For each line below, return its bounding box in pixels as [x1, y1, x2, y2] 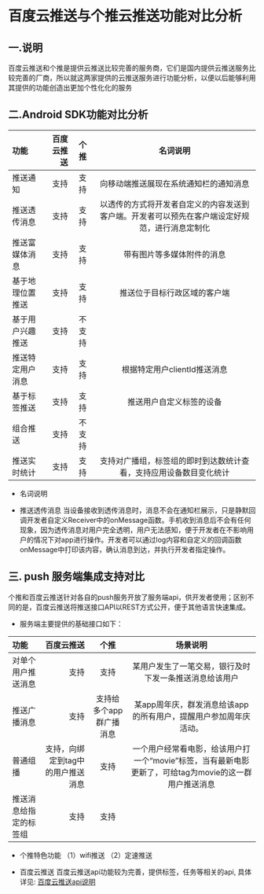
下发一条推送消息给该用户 [144, 672, 240, 683]
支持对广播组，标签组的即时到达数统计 [99, 455, 242, 466]
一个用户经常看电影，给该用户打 [132, 743, 251, 754]
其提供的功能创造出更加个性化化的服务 [8, 83, 132, 92]
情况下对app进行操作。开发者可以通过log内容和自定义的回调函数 [33, 535, 242, 544]
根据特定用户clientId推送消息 [121, 363, 228, 374]
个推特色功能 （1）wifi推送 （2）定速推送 [19, 850, 153, 859]
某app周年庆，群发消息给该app [134, 699, 249, 710]
